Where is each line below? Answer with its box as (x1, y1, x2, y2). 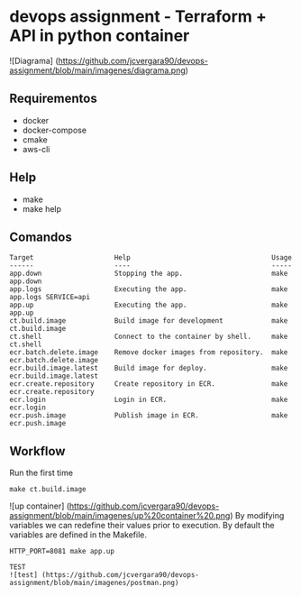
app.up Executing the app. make (9, 300, 288, 310)
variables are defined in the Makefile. (9, 529, 147, 540)
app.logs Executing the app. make (9, 285, 288, 294)
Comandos (9, 229, 72, 244)
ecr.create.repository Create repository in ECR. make (9, 380, 288, 389)
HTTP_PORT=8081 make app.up (9, 547, 115, 556)
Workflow (9, 444, 66, 459)
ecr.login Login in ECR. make (9, 395, 288, 405)
